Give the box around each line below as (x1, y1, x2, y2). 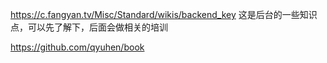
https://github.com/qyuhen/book (10, 41, 145, 53)
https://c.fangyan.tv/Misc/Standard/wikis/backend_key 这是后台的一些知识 (10, 9, 318, 20)
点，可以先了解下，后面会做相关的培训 (10, 21, 168, 33)
